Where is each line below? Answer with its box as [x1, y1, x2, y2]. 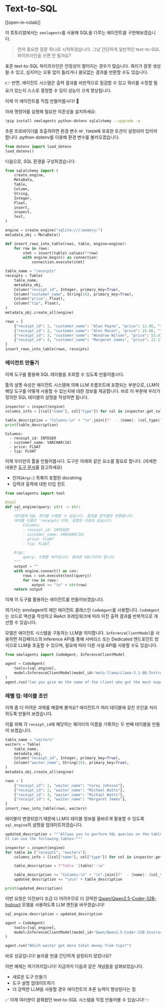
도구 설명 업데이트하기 [12, 980, 55, 986]
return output [14, 587, 43, 592]
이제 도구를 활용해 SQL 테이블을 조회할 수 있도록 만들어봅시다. [5, 371, 124, 377]
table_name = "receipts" [5, 268, 56, 274]
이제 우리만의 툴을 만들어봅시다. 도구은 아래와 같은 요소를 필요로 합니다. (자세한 [5, 458, 157, 464]
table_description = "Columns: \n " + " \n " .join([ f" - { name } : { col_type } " [5, 418, 163, 423]
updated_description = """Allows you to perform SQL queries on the [5, 832, 149, 837]
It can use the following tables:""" [5, 836, 83, 841]
